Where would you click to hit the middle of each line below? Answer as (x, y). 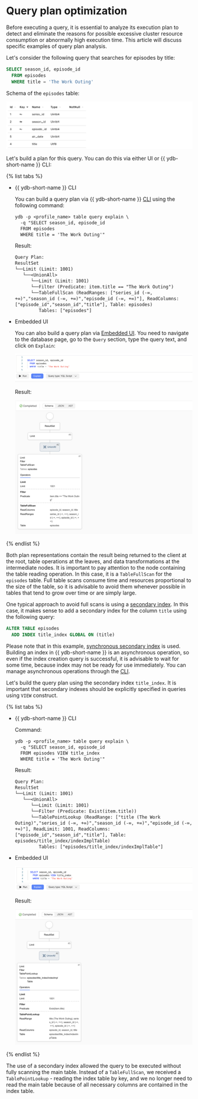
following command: (40, 205)
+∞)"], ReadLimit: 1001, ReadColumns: (62, 829)
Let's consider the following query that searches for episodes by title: (91, 57)
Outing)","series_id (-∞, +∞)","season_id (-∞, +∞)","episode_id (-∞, (103, 823)
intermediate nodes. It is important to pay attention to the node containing (96, 568)
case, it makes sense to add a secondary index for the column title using (97, 610)
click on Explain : (35, 346)
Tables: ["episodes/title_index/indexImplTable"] (101, 847)
